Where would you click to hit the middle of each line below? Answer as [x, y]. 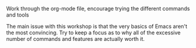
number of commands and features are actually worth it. [76, 39]
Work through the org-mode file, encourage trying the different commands [98, 9]
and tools [18, 15]
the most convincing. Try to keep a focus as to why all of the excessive [94, 33]
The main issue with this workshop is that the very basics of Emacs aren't [97, 26]
